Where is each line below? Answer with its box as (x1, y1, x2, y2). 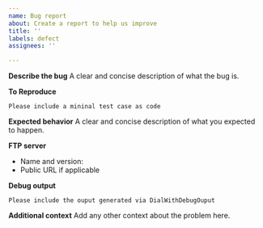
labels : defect (8, 34, 60, 43)
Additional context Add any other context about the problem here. (8, 211, 231, 221)
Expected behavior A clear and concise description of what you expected (8, 116, 256, 126)
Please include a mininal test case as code (8, 103, 161, 111)
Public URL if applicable (19, 165, 100, 175)
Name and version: (19, 157, 83, 167)
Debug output (8, 181, 57, 191)
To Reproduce (8, 87, 57, 97)
